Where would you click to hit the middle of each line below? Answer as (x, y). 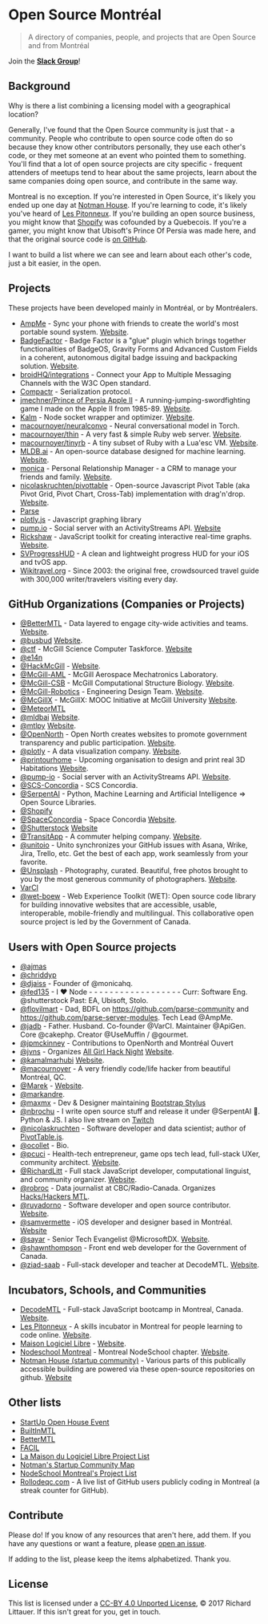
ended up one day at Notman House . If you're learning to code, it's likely (128, 205)
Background (39, 86)
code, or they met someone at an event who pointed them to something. (127, 155)
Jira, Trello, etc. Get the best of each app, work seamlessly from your (134, 854)
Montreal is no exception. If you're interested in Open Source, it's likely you (132, 196)
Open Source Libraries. (58, 802)
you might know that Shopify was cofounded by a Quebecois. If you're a (127, 221)
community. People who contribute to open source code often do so (121, 138)
